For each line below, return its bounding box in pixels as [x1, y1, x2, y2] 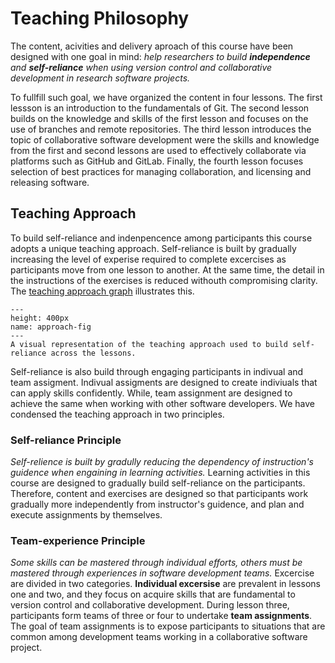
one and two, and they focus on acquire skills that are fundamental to [10, 588, 296, 601]
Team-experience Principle [10, 533, 146, 547]
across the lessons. [50, 348, 137, 358]
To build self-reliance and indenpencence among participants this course [10, 232, 313, 244]
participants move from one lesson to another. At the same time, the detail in [10, 263, 325, 276]
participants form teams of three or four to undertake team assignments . [10, 610, 313, 622]
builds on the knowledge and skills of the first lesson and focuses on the [10, 112, 309, 124]
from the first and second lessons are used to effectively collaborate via [10, 144, 307, 156]
